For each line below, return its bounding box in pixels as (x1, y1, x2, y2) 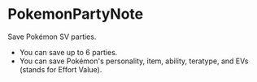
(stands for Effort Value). (19, 64, 102, 74)
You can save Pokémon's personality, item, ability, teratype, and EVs (19, 56, 249, 66)
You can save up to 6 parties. (19, 47, 118, 57)
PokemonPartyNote (7, 5, 144, 24)
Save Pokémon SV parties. (7, 32, 97, 41)
